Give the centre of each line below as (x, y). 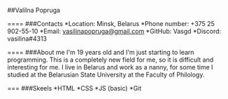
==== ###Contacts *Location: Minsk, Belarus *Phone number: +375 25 (111, 24)
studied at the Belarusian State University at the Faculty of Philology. (106, 74)
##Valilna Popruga (34, 10)
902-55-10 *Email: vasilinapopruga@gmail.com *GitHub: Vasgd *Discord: (114, 31)
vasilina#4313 (27, 39)
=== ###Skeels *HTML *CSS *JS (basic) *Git (74, 88)
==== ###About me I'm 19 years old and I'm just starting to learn (101, 52)
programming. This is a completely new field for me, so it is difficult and (111, 60)
